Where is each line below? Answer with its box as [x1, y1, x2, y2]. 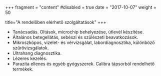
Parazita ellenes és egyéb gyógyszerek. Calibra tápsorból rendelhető [12, 61, 155, 66]
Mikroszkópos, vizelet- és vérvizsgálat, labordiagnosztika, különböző [12, 39, 155, 45]
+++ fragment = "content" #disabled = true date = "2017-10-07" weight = [5, 4, 156, 10]
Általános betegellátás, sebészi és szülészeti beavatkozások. [12, 34, 138, 40]
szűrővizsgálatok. [12, 45, 49, 50]
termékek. [12, 66, 33, 72]
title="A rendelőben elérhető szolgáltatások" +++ [5, 19, 106, 25]
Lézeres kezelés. [12, 55, 47, 61]
